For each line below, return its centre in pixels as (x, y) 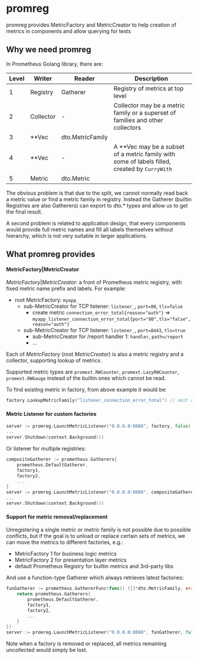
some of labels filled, (142, 161)
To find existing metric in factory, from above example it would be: (86, 390)
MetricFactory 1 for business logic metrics (65, 554)
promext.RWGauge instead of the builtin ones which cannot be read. (86, 378)
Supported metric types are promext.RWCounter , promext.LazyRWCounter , (93, 372)
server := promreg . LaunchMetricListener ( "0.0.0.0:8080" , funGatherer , (95, 632)
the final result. (24, 212)
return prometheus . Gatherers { (54, 594)
